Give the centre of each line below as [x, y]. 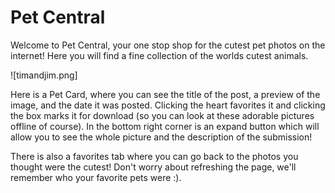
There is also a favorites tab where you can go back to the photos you [154, 156]
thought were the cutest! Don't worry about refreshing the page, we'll [153, 167]
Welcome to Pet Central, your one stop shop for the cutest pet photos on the [168, 45]
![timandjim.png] [44, 75]
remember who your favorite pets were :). [96, 177]
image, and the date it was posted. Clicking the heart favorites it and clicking [168, 105]
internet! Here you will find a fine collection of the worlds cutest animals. [159, 55]
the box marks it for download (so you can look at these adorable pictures [162, 115]
